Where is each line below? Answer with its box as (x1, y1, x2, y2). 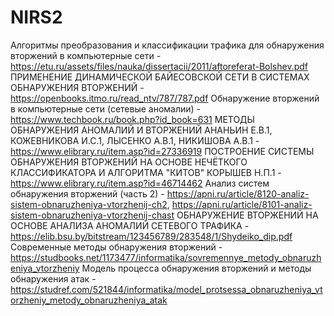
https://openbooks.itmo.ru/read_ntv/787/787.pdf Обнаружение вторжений (10, 92, 320, 104)
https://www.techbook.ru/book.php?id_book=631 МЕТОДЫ (10, 113, 255, 125)
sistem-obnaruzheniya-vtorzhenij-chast (10, 209, 175, 221)
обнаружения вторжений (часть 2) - (10, 187, 165, 200)
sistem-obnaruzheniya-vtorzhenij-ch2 (10, 198, 168, 210)
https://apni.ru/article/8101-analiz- (171, 198, 313, 210)
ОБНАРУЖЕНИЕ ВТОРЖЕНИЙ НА (176, 209, 319, 221)
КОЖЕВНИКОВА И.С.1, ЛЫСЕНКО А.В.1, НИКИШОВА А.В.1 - (10, 134, 260, 146)
